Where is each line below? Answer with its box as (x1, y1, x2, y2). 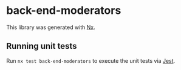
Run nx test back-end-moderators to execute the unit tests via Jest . (6, 57, 176, 64)
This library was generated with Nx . (6, 24, 95, 31)
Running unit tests (6, 41, 77, 51)
